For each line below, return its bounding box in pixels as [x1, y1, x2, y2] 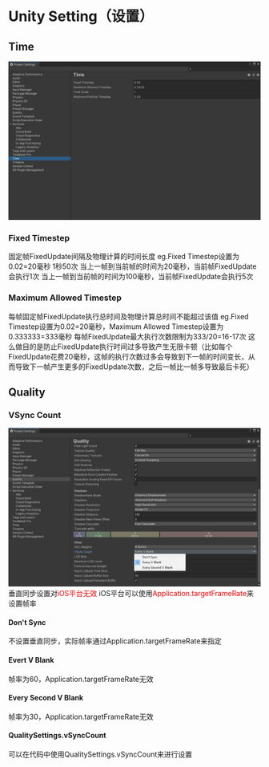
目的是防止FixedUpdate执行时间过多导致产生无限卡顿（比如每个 [22, 342, 233, 351]
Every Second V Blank [8, 693, 84, 703]
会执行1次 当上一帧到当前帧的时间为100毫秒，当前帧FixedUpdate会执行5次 [8, 272, 254, 282]
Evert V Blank [8, 655, 54, 665]
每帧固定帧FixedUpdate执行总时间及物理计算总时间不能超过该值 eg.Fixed [8, 311, 250, 321]
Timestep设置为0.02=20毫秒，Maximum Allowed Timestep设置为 [8, 322, 224, 331]
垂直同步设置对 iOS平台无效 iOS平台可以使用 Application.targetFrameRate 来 [8, 589, 255, 599]
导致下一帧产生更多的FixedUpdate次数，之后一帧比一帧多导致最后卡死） [14, 362, 254, 371]
